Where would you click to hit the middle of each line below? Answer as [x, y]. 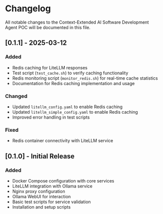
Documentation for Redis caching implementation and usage [73, 83]
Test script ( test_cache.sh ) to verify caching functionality [70, 73]
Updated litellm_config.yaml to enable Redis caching [67, 107]
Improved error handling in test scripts [51, 117]
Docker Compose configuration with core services [63, 181]
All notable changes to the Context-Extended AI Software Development [77, 22]
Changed [16, 96]
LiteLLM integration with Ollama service [52, 186]
